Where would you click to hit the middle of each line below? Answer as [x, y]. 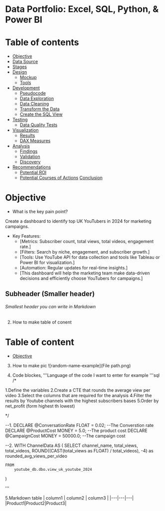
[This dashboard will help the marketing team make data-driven [85, 273]
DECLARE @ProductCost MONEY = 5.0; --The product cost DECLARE [76, 430]
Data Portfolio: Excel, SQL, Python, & [82, 9]
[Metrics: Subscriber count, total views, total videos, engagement [87, 242]
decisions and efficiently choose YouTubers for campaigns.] [81, 278]
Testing [20, 120]
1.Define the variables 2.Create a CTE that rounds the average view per [78, 390]
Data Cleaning [34, 104]
